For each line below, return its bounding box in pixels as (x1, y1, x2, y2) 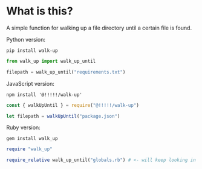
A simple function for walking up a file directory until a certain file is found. (6, 24, 192, 31)
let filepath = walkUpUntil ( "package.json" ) (6, 113, 120, 119)
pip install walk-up (6, 47, 59, 54)
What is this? (6, 4, 74, 18)
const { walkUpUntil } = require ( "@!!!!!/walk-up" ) (6, 102, 139, 108)
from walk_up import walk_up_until (6, 58, 96, 64)
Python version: (6, 36, 45, 43)
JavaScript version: (6, 80, 54, 87)
